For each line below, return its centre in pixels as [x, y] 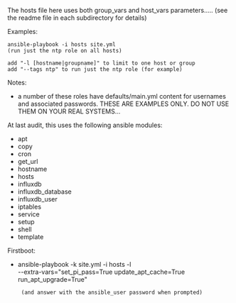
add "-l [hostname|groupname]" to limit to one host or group [101, 63]
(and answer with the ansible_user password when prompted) [112, 292]
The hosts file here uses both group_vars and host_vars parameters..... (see [118, 10]
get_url [28, 161]
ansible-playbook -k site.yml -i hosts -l [74, 264]
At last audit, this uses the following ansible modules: [85, 125]
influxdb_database [45, 192]
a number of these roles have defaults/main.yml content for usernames [122, 96]
